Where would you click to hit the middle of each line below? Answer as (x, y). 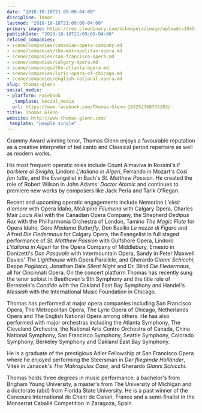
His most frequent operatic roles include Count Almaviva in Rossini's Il (94, 165)
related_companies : (31, 40)
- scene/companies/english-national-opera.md (64, 79)
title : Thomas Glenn (33, 112)
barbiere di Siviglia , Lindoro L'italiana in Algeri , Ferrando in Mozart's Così (97, 171)
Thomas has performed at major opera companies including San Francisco (99, 304)
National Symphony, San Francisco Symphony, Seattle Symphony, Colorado (100, 335)
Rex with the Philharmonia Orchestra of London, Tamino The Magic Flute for (101, 222)
